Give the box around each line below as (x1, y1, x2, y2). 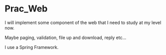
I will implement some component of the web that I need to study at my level (4, 19, 162, 25)
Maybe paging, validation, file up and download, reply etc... (4, 34, 127, 40)
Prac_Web (4, 3, 48, 14)
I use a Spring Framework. (4, 44, 59, 50)
